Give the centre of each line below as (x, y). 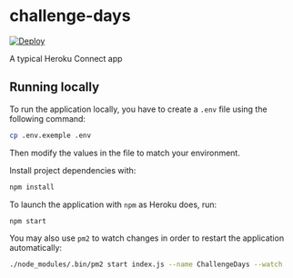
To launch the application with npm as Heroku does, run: (113, 204)
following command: (48, 118)
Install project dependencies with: (73, 170)
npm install (32, 187)
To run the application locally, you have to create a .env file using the (138, 109)
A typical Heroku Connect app (66, 58)
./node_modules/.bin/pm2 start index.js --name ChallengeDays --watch (146, 264)
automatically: (35, 248)
